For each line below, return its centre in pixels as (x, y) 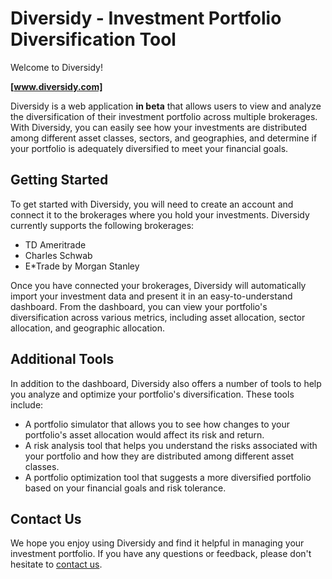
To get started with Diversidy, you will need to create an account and (152, 204)
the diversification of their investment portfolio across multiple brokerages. (164, 116)
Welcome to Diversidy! (57, 67)
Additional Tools (62, 359)
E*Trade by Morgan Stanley (82, 266)
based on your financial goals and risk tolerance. (125, 488)
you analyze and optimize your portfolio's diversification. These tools (152, 394)
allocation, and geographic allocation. (88, 328)
